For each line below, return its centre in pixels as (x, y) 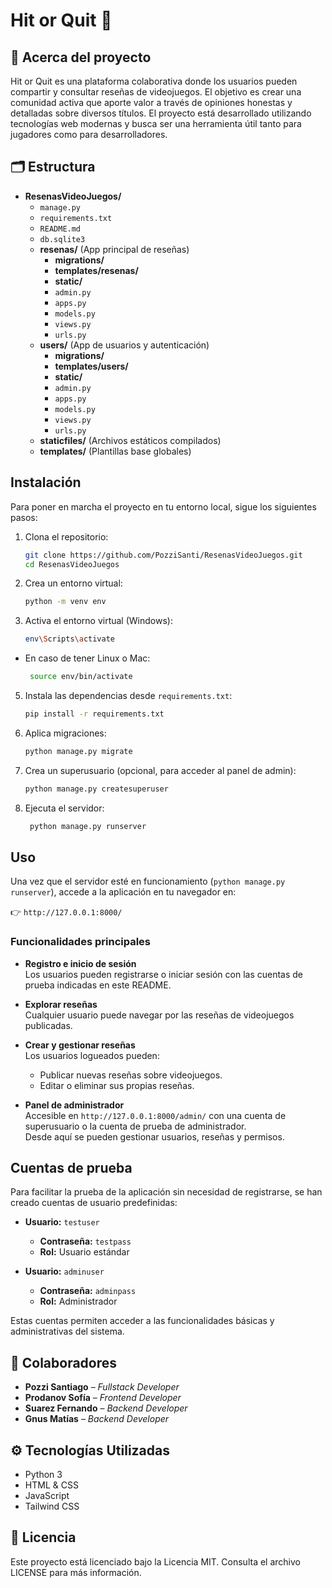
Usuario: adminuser (64, 1271)
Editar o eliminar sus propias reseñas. (117, 1085)
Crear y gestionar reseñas (80, 1045)
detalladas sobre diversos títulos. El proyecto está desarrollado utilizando (161, 113)
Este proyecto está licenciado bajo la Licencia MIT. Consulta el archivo (155, 1561)
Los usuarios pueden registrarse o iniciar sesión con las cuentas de (163, 974)
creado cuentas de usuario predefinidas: (94, 1203)
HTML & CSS (51, 1485)
